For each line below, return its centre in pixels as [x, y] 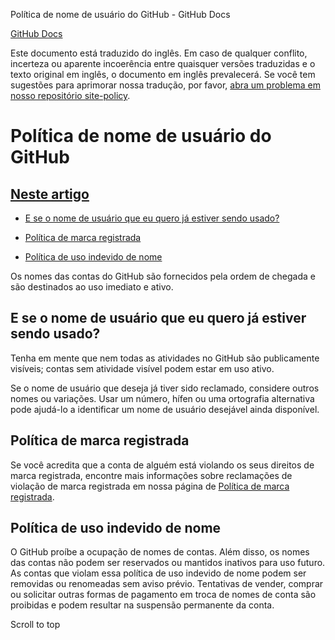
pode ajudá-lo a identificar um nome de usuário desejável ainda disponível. [165, 409]
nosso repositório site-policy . [70, 95]
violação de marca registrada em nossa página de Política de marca [150, 486]
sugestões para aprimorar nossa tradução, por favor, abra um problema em [165, 85]
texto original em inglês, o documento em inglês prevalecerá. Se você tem [163, 74]
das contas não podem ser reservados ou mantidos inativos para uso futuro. [168, 563]
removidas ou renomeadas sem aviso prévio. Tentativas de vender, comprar [167, 584]
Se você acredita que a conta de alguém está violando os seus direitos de [162, 465]
